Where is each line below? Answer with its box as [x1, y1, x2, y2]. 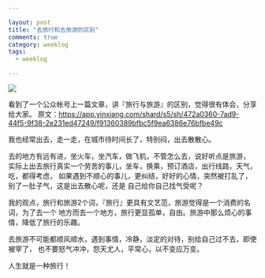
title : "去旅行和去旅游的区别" [8, 25, 99, 34]
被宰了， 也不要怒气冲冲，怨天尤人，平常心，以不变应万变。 [8, 244, 203, 254]
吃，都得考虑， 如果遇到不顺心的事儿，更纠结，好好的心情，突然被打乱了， [8, 171, 252, 180]
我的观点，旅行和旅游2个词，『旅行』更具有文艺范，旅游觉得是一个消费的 [8, 198, 244, 207]
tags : [8, 48, 26, 56]
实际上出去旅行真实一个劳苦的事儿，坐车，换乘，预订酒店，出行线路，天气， [8, 161, 257, 171]
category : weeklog [8, 40, 69, 48]
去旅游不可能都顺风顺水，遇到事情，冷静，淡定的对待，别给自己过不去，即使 [8, 235, 257, 243]
